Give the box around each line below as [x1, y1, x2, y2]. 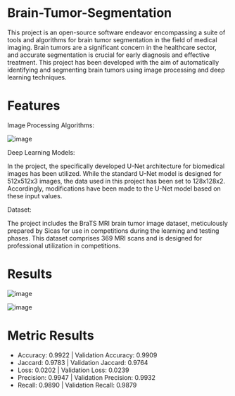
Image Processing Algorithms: [7, 121, 95, 129]
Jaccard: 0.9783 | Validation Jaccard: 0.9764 [17, 358, 148, 366]
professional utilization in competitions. [7, 241, 121, 250]
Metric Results [7, 328, 94, 343]
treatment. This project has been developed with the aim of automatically [7, 58, 220, 66]
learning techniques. [7, 72, 67, 82]
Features [7, 98, 61, 114]
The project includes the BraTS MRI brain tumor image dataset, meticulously [7, 219, 229, 227]
